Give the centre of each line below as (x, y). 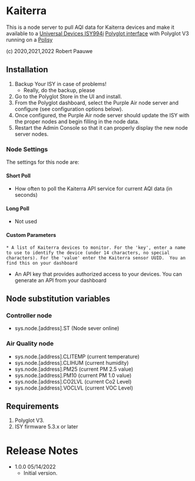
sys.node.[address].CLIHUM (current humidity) (72, 363)
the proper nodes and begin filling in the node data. (77, 121)
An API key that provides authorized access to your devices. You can (98, 274)
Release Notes (42, 451)
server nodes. (32, 134)
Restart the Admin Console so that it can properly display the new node (101, 127)
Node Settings (27, 149)
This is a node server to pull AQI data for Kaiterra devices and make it (90, 27)
